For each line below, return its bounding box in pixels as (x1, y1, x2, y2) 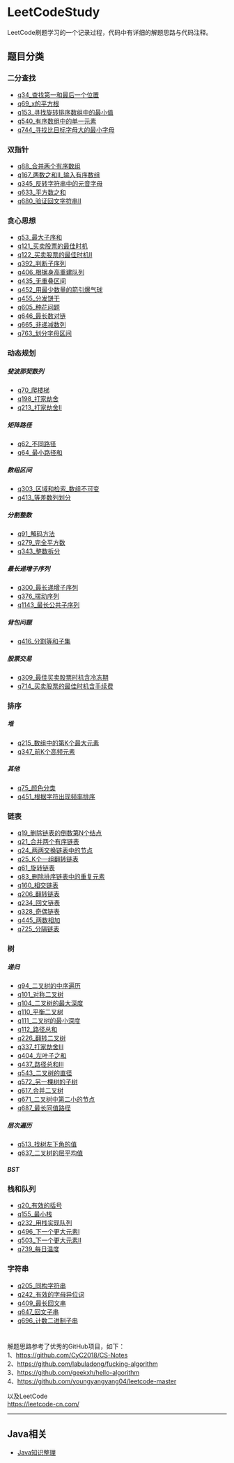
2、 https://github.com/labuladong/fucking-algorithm (7, 1360, 158, 1368)
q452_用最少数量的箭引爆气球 (17, 286, 103, 294)
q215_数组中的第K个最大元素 (17, 738, 100, 747)
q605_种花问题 (17, 303, 61, 312)
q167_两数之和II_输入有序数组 (17, 170, 100, 179)
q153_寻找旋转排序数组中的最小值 (17, 108, 114, 116)
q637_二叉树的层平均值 (17, 1149, 84, 1157)
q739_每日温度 (17, 1245, 60, 1253)
